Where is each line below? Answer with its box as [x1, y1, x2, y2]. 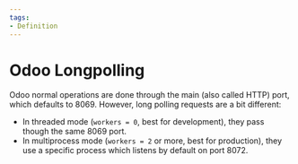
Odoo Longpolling [9, 60, 145, 81]
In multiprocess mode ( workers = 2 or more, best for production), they [22, 135, 283, 146]
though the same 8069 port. [22, 126, 127, 137]
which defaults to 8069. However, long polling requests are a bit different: [9, 99, 282, 110]
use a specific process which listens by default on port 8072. [22, 145, 249, 156]
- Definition [9, 22, 58, 30]
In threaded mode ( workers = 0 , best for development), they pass [22, 117, 265, 127]
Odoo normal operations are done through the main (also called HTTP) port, [9, 90, 290, 100]
